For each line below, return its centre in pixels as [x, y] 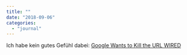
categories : [21, 23]
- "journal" [27, 28]
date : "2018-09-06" [31, 17]
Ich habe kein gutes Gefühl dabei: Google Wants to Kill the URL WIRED [94, 45]
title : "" [19, 12]
